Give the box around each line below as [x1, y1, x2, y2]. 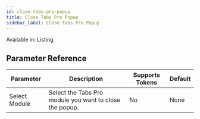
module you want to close [48, 96, 121, 104]
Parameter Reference [6, 53, 87, 63]
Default [169, 75, 191, 83]
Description [69, 75, 103, 83]
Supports [133, 71, 161, 79]
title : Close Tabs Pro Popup [6, 14, 79, 20]
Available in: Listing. [6, 36, 55, 43]
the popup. [48, 104, 79, 112]
